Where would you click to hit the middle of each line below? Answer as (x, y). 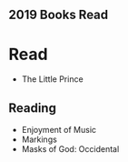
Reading (32, 108)
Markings (39, 139)
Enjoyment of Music (59, 130)
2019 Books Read (59, 15)
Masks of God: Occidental (70, 149)
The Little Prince (52, 79)
